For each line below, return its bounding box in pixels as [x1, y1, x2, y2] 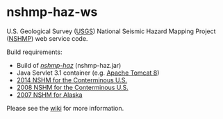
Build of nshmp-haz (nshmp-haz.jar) [16, 61, 122, 69]
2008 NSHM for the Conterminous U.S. [16, 83, 129, 91]
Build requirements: [6, 48, 63, 56]
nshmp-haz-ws [6, 4, 98, 20]
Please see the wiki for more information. [6, 104, 124, 112]
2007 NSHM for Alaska [16, 91, 83, 99]
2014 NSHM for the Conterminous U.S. [16, 75, 128, 84]
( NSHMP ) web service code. [6, 34, 88, 42]
